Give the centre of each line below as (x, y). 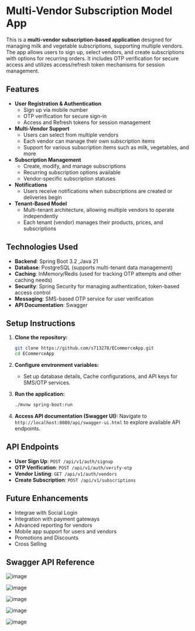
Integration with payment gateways (57, 519)
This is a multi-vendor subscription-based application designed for (89, 39)
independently (41, 216)
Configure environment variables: (57, 365)
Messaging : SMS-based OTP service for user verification (84, 299)
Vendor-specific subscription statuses (69, 178)
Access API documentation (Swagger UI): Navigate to (81, 416)
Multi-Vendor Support (42, 128)
